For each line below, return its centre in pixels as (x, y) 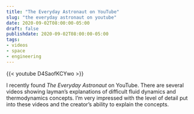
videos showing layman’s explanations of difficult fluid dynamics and (91, 91)
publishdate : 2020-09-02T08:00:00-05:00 (58, 34)
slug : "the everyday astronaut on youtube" (62, 17)
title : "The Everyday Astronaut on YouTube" (63, 12)
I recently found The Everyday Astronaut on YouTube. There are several (95, 85)
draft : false (23, 28)
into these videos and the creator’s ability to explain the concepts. (88, 104)
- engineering (24, 56)
